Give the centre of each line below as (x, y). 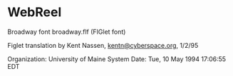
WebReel (35, 12)
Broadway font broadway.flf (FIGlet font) (67, 32)
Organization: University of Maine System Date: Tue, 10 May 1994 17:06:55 (117, 59)
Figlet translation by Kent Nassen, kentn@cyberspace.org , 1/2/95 (103, 45)
